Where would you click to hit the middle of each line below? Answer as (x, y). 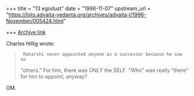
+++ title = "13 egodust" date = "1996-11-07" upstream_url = (78, 8)
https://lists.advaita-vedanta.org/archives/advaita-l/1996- (77, 15)
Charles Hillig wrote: (30, 44)
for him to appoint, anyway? (54, 76)
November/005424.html (35, 21)
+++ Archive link (26, 32)
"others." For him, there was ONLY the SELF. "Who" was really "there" (104, 70)
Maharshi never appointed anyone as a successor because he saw (103, 54)
